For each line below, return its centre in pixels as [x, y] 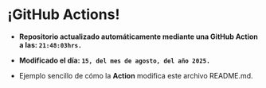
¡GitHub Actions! [64, 15]
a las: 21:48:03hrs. [50, 44]
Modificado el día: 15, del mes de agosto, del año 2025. [114, 60]
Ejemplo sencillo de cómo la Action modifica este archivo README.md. [136, 75]
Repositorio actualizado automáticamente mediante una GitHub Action [138, 36]
